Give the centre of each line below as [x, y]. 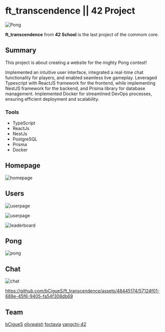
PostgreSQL [25, 139]
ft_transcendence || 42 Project [70, 11]
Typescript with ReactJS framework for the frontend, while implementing [80, 83]
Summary [21, 50]
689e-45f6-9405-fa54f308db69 [39, 296]
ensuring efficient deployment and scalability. [52, 99]
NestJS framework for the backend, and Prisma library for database [75, 88]
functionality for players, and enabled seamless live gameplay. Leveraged [81, 78]
